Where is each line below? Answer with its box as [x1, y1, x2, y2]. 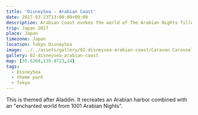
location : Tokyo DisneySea [6, 42, 72, 48]
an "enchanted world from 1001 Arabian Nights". [6, 103, 123, 109]
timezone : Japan [6, 36, 46, 42]
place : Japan [6, 31, 38, 37]
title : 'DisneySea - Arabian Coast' [6, 8, 96, 15]
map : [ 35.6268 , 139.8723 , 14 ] [6, 58, 75, 64]
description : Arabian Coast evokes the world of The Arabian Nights [6, 19, 178, 25]
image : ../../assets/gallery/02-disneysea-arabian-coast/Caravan [6, 47, 170, 53]
